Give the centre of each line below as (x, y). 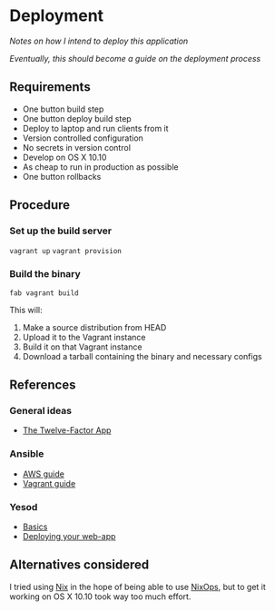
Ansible (27, 454)
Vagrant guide (49, 483)
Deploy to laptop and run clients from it (96, 128)
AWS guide (44, 474)
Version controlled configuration (83, 138)
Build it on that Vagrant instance (82, 347)
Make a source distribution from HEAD (94, 327)
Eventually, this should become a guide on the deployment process (135, 58)
